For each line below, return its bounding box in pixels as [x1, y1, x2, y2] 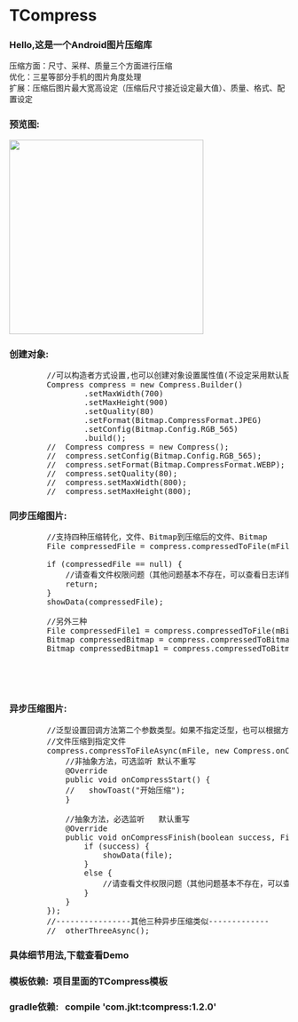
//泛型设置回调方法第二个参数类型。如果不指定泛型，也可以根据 [46, 725, 282, 735]
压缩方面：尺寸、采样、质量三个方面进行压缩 [9, 60, 173, 71]
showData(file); [102, 850, 174, 860]
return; [65, 579, 99, 589]
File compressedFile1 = [46, 626, 150, 636]
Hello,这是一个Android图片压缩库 [9, 39, 153, 52]
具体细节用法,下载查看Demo [9, 948, 129, 961]
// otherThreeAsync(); [46, 925, 150, 936]
